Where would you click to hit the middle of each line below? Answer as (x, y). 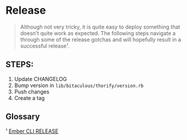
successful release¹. (45, 46)
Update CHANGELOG (40, 79)
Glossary (23, 117)
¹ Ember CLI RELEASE (32, 131)
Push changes (32, 91)
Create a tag (29, 98)
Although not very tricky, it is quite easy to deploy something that (100, 27)
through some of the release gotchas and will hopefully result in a (101, 39)
